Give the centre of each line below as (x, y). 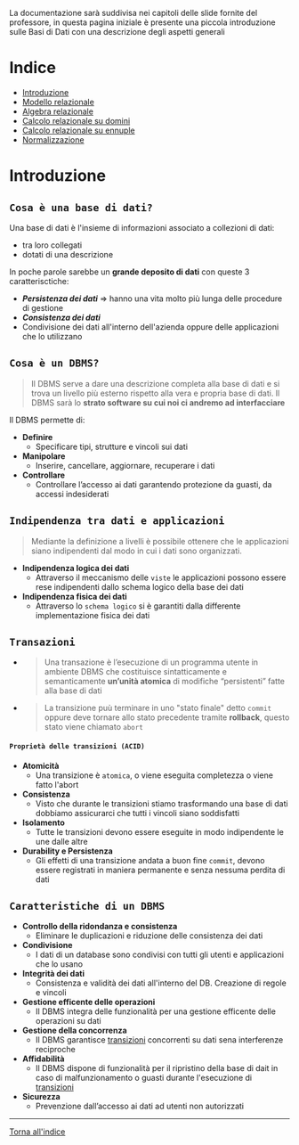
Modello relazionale (58, 102)
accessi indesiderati (72, 494)
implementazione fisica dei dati (93, 615)
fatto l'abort (57, 784)
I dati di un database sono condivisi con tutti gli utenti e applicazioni (160, 955)
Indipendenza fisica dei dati (74, 596)
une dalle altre (61, 841)
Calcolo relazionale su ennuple (78, 130)
